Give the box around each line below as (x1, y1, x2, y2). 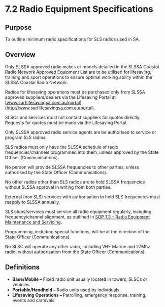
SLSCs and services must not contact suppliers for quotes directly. (5, 114, 141, 120)
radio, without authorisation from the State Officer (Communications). (5, 249, 146, 255)
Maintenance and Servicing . (5, 219, 63, 225)
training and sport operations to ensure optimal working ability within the (5, 74, 153, 80)
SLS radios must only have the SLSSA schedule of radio (5, 144, 119, 150)
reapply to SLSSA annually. (5, 199, 60, 205)
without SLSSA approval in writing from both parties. (5, 184, 112, 190)
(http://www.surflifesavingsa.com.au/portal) (5, 105, 94, 111)
